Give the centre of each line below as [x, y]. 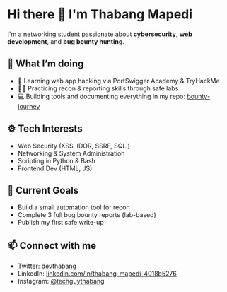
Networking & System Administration [71, 153]
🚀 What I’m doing [46, 64]
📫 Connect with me [52, 246]
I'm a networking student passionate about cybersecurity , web [100, 34]
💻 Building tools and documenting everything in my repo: [101, 96]
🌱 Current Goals [43, 190]
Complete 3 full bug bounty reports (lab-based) [87, 215]
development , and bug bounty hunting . [66, 41]
